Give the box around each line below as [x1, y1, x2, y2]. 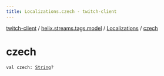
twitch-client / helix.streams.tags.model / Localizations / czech [6, 25, 158, 32]
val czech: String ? [6, 64, 54, 70]
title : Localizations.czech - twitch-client [6, 8, 117, 15]
